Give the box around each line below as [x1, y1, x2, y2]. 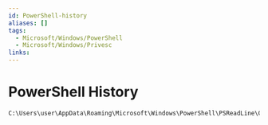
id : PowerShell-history [8, 11, 88, 20]
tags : [8, 26, 26, 34]
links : [8, 49, 30, 57]
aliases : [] [8, 19, 48, 27]
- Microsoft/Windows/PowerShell [15, 33, 124, 42]
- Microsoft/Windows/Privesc [15, 41, 112, 49]
